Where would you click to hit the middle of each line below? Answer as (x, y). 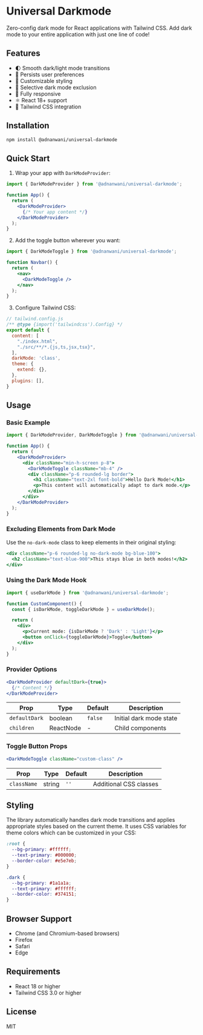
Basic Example (28, 422)
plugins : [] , (28, 381)
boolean (61, 718)
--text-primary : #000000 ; (44, 855)
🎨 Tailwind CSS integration (48, 107)
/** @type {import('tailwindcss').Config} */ (64, 325)
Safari (22, 946)
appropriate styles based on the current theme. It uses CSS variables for (96, 826)
